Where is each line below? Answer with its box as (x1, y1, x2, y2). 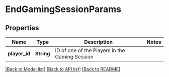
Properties (5, 24, 39, 32)
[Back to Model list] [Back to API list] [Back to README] (5, 66, 121, 72)
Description (83, 39, 113, 45)
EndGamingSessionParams (5, 4, 122, 15)
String (35, 50, 50, 57)
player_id (8, 50, 31, 57)
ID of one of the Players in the (55, 47, 125, 54)
